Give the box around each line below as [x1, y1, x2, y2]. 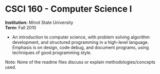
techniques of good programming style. [12, 50, 92, 55]
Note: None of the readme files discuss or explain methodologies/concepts [5, 59, 156, 65]
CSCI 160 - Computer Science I [5, 3, 132, 15]
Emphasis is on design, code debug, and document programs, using [12, 44, 149, 50]
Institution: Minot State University [5, 19, 73, 25]
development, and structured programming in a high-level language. [12, 39, 149, 45]
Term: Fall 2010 [5, 24, 36, 30]
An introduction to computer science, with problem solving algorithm [12, 34, 150, 40]
